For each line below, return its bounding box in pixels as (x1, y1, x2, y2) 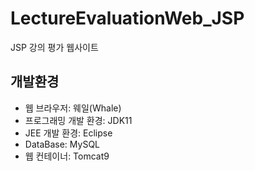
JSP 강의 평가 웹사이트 (10, 41, 99, 53)
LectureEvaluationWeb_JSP (10, 7, 245, 30)
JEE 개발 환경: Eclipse (24, 127, 113, 139)
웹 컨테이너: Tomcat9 (24, 150, 110, 162)
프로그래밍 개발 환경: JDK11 (24, 114, 133, 126)
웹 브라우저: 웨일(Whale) (24, 102, 122, 114)
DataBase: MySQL (24, 138, 101, 150)
